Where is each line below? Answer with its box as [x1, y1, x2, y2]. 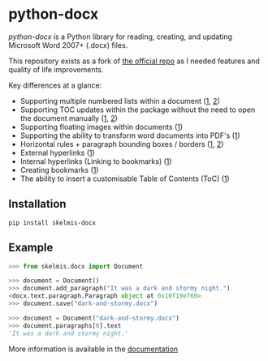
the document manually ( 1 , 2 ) [19, 113, 118, 122]
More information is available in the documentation [8, 344, 179, 354]
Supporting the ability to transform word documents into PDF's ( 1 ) [19, 131, 241, 140]
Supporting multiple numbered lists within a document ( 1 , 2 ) [19, 96, 221, 105]
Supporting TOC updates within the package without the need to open [19, 105, 256, 114]
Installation [8, 197, 67, 211]
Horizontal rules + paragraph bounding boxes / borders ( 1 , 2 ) [19, 139, 224, 148]
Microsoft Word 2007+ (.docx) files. [8, 40, 128, 49]
